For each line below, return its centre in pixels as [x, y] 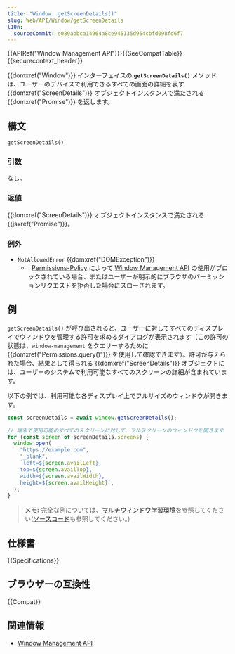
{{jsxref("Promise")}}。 [41, 224]
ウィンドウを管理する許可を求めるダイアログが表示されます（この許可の [124, 336]
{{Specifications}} [33, 560]
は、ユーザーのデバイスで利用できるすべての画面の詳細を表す [96, 84]
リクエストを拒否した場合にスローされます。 [105, 285]
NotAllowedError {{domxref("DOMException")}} [86, 259]
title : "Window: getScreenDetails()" [62, 14]
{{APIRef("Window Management [54, 53]
